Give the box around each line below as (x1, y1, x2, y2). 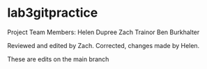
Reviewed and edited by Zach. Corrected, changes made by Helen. (7, 41, 200, 49)
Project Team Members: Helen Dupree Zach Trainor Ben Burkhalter (7, 28, 200, 36)
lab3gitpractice (7, 5, 98, 21)
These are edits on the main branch (7, 54, 109, 63)
